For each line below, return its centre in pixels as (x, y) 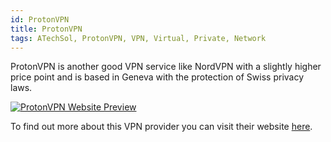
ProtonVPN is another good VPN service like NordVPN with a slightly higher (166, 67)
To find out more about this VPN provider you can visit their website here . (161, 127)
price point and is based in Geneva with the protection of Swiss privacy (157, 77)
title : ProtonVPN (46, 29)
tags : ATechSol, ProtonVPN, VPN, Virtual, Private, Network (138, 38)
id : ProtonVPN (40, 19)
